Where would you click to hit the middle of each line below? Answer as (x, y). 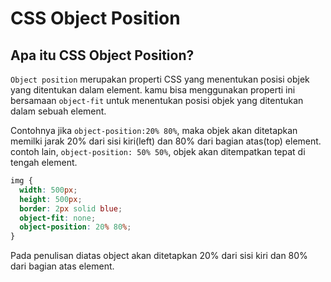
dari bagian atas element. (62, 266)
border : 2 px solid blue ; (71, 208)
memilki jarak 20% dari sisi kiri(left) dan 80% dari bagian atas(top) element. (166, 141)
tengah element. (44, 162)
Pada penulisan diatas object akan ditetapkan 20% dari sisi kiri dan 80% (159, 256)
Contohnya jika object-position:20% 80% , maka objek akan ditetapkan (154, 130)
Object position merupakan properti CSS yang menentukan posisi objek (160, 79)
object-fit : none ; (58, 218)
